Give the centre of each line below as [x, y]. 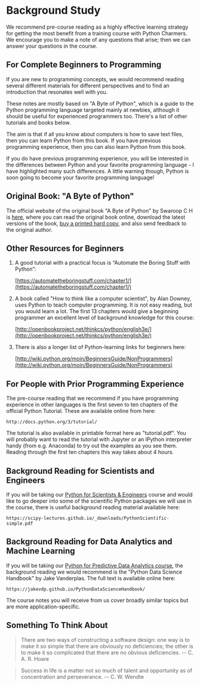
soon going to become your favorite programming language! [80, 177]
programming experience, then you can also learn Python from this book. [96, 146]
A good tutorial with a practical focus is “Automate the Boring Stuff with [102, 263]
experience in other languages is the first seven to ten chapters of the [92, 405]
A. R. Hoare [35, 659]
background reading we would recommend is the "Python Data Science [94, 572]
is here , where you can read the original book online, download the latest [96, 217]
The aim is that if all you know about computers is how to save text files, [95, 134]
